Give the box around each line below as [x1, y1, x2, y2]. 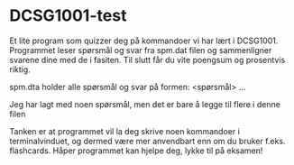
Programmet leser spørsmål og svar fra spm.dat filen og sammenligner [9, 44, 272, 55]
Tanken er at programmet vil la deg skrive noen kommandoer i [9, 125, 241, 136]
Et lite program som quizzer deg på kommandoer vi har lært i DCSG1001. [9, 35, 279, 46]
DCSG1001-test [9, 5, 127, 26]
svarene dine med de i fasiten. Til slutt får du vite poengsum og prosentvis [9, 54, 286, 65]
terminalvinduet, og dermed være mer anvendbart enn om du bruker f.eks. [9, 135, 286, 146]
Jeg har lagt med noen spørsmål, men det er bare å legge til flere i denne [9, 98, 281, 109]
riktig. [9, 64, 32, 75]
